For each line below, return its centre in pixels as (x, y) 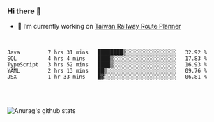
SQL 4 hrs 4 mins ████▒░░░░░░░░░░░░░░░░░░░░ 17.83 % (107, 59)
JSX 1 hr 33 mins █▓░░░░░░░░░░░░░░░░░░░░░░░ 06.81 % (107, 77)
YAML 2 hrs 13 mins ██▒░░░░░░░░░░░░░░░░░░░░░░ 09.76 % (107, 71)
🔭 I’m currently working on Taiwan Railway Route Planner (99, 26)
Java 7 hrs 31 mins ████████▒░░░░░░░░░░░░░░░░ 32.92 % (107, 53)
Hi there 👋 (24, 11)
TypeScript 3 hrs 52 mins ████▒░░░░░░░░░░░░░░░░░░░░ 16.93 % (107, 65)
